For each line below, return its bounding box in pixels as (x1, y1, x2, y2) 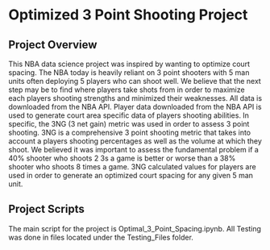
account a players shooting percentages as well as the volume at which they (8, 136, 262, 146)
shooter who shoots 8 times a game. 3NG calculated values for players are (8, 162, 256, 171)
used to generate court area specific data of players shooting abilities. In (8, 110, 250, 120)
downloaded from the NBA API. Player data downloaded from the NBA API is (8, 102, 262, 111)
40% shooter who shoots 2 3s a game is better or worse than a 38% (8, 153, 236, 163)
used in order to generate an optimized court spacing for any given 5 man (8, 171, 254, 180)
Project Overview (8, 38, 98, 52)
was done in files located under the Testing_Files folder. (8, 232, 193, 242)
